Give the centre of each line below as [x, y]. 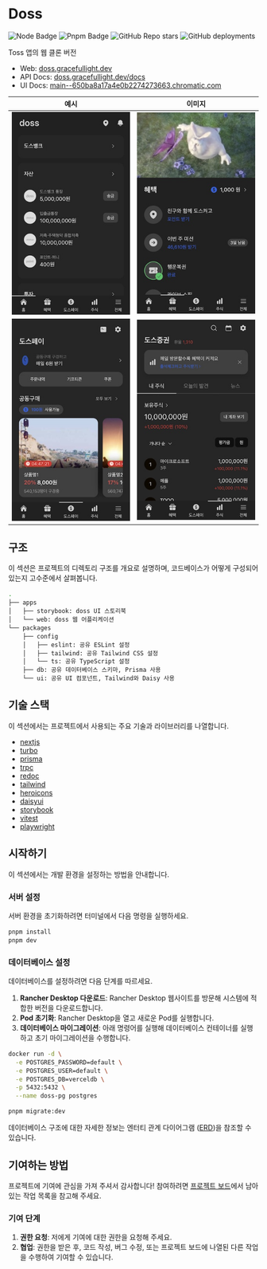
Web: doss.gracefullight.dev [66, 68]
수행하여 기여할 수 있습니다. [71, 1257]
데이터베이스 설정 [39, 962]
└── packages [30, 628]
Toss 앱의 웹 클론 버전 [43, 52]
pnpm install [30, 932]
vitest [29, 818]
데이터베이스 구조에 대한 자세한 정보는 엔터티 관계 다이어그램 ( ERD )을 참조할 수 [130, 1128]
